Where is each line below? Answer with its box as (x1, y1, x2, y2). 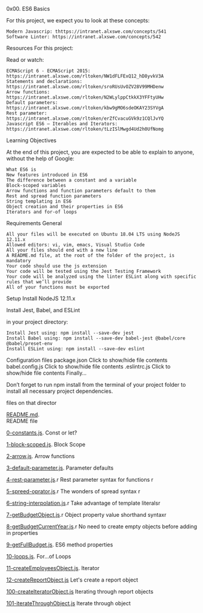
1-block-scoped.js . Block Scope (6, 441, 86, 448)
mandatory (6, 258, 32, 264)
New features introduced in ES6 (6, 172, 88, 178)
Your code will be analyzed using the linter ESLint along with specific (6, 274, 197, 280)
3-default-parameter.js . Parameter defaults (6, 464, 114, 471)
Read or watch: (6, 56, 44, 63)
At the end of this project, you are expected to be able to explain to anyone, (6, 148, 195, 156)
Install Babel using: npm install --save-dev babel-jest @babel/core (6, 335, 186, 341)
